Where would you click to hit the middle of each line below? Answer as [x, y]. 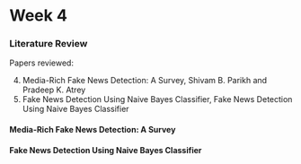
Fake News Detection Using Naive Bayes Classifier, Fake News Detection [157, 99]
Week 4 [38, 16]
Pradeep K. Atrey [54, 90]
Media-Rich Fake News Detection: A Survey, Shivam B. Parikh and [145, 81]
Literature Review [49, 44]
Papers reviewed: [42, 63]
